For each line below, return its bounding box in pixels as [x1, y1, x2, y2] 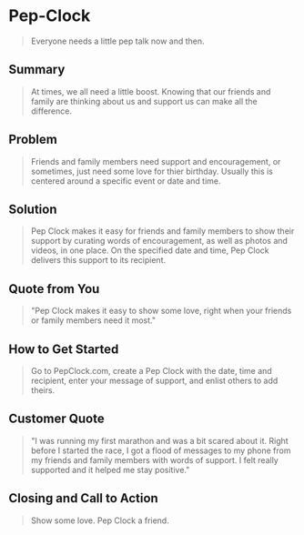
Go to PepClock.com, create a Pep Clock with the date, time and [30, 366, 272, 376]
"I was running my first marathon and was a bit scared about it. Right [30, 435, 289, 446]
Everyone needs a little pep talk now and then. [30, 35, 206, 46]
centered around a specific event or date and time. [30, 175, 221, 187]
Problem [8, 132, 58, 147]
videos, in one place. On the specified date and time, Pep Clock [30, 245, 269, 256]
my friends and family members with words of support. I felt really [30, 454, 279, 465]
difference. [30, 106, 72, 116]
